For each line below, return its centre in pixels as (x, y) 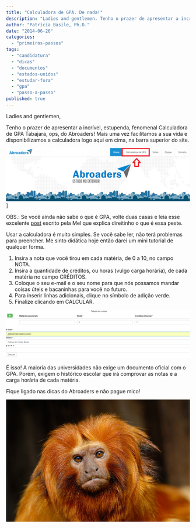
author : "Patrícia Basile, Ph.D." (48, 25)
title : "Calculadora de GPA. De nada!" (55, 12)
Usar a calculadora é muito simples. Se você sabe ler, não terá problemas (94, 234)
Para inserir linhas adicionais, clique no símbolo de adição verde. (92, 295)
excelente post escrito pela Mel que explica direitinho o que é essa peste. (94, 223)
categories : (20, 37)
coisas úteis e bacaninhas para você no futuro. (71, 289)
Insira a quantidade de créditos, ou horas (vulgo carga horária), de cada (101, 270)
